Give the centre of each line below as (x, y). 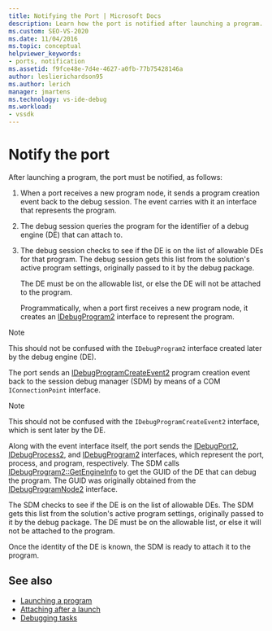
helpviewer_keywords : (45, 54)
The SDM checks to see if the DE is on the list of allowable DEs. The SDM (131, 505)
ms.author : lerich (39, 84)
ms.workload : (30, 107)
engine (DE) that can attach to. (71, 234)
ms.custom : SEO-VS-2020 (49, 31)
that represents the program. (68, 210)
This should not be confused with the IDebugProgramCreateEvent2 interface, (134, 421)
